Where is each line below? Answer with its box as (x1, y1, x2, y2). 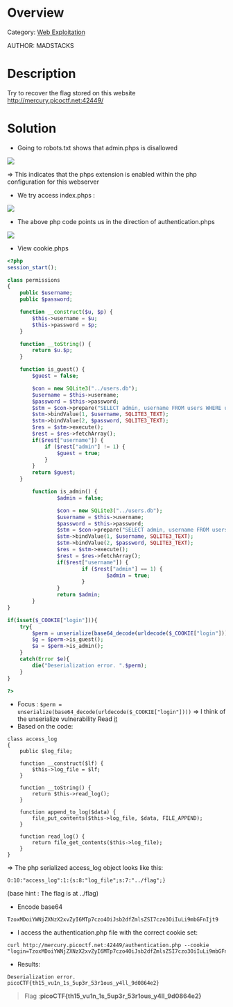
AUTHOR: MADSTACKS (7, 41, 74, 49)
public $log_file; (19, 748, 73, 755)
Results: (17, 960, 40, 969)
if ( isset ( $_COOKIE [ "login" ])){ (7, 617, 98, 624)
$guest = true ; (56, 450, 101, 457)
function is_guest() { (19, 366, 85, 373)
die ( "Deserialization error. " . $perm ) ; (32, 662, 148, 669)
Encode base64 (17, 903, 63, 911)
